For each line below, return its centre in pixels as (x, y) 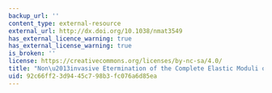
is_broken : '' (32, 53)
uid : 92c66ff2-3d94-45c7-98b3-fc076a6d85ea (83, 76)
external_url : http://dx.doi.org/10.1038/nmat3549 (96, 31)
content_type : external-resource (65, 23)
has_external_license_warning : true (70, 46)
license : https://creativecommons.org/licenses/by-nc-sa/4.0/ (115, 61)
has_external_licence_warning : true (70, 38)
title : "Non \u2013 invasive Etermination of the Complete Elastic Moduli (134, 69)
